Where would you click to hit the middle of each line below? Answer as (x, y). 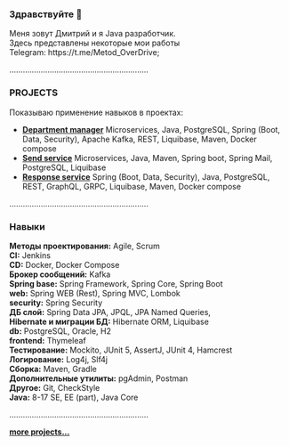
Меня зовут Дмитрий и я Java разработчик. (92, 34)
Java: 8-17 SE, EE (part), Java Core (74, 397)
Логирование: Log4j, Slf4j (59, 359)
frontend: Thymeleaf (48, 340)
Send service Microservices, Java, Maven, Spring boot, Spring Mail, (147, 158)
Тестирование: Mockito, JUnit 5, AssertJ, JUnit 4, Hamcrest (121, 350)
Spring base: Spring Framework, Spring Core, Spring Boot (116, 283)
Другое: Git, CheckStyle (55, 387)
